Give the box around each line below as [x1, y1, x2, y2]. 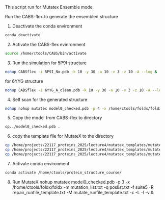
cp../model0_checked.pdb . [5, 125, 60, 129]
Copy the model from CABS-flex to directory [12, 115, 102, 121]
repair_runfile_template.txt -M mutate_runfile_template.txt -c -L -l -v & [12, 189, 154, 195]
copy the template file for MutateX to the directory [12, 133, 114, 139]
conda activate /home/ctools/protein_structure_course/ [5, 170, 122, 175]
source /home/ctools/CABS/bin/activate [5, 51, 87, 56]
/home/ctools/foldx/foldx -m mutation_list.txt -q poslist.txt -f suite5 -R [12, 184, 154, 190]
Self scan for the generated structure [12, 97, 87, 102]
